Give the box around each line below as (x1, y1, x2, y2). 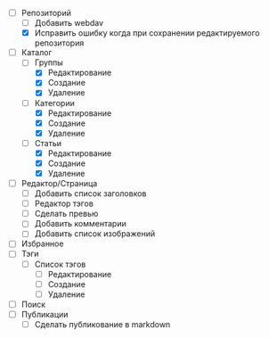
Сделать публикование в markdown (34, 318, 171, 329)
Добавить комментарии (34, 218, 126, 229)
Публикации (20, 309, 69, 319)
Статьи (34, 137, 62, 148)
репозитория (34, 37, 85, 48)
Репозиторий (20, 8, 72, 18)
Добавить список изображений (34, 228, 156, 239)
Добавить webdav (34, 18, 104, 29)
